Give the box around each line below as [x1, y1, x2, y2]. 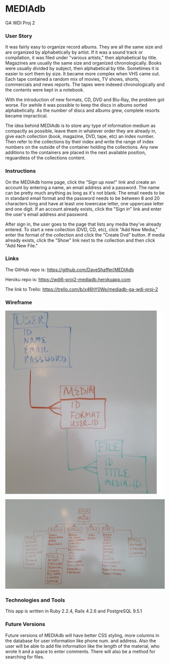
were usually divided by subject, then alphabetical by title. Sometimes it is [5, 65, 159, 71]
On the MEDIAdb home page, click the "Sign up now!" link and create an [5, 179, 156, 185]
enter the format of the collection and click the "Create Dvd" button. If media [5, 232, 165, 238]
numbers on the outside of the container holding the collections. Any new [5, 144, 158, 150]
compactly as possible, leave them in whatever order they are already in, [5, 128, 157, 134]
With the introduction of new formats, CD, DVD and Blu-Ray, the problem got [5, 97, 164, 103]
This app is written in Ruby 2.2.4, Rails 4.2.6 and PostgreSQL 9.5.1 [5, 608, 143, 614]
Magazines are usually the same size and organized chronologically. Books [5, 60, 162, 66]
